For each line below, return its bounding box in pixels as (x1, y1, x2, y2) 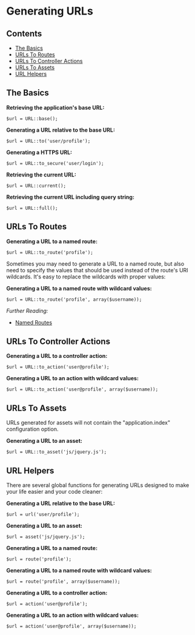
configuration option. (6, 426, 59, 433)
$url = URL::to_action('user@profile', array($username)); (6, 386, 159, 392)
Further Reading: (6, 307, 48, 314)
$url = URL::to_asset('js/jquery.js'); (6, 449, 107, 455)
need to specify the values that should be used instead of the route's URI (6, 266, 189, 274)
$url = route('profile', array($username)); (6, 579, 121, 585)
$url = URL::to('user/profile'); (6, 138, 91, 144)
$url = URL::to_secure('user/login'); (6, 160, 104, 166)
